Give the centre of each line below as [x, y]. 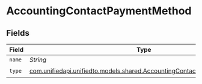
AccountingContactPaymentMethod [99, 11]
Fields [18, 33]
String [38, 60]
